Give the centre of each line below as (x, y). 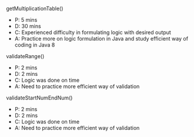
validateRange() (25, 56)
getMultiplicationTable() (35, 9)
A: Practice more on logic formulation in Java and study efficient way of (101, 39)
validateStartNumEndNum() (39, 98)
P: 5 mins (26, 20)
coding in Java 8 (35, 45)
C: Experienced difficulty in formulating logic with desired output (93, 32)
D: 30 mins (28, 26)
